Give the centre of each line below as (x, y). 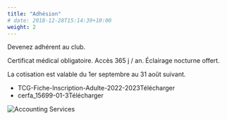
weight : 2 (22, 27)
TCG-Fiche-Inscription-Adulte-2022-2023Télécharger (96, 88)
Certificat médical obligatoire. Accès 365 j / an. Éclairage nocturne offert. (114, 61)
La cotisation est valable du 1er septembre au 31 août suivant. (97, 74)
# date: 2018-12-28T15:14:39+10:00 (60, 20)
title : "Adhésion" (34, 14)
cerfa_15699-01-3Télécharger (60, 95)
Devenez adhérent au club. (47, 47)
